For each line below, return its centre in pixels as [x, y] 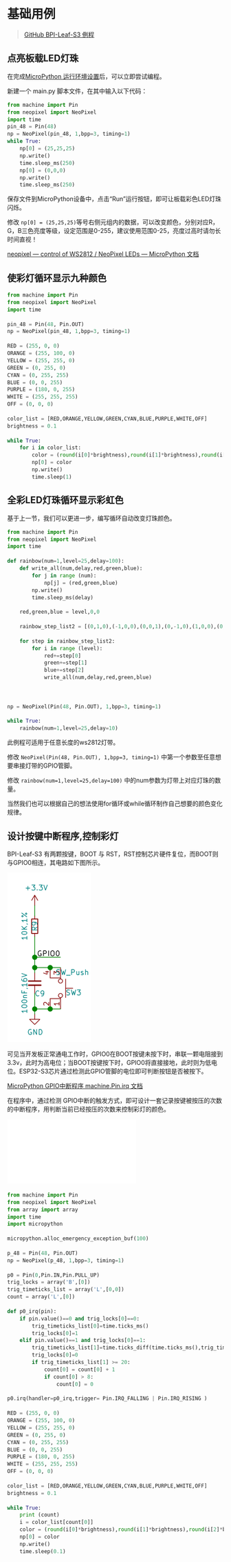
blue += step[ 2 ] [64, 670]
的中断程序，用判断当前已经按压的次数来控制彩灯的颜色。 [88, 1109]
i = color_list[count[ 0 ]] [57, 1522]
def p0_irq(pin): [32, 1311]
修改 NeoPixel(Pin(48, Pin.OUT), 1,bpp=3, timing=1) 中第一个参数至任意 [111, 757]
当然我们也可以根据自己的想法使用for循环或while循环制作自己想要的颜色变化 [115, 803]
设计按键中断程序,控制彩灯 [63, 836]
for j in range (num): [64, 575]
